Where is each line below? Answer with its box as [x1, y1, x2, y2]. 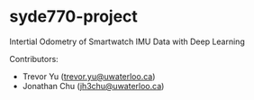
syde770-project [9, 6, 138, 27]
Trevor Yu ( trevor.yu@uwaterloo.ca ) [22, 70, 156, 82]
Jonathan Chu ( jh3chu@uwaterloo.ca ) [22, 80, 165, 91]
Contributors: [9, 53, 59, 64]
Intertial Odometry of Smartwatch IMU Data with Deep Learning [9, 36, 245, 47]
